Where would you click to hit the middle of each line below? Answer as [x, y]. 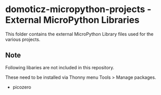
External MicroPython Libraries [72, 20]
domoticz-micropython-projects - [78, 9]
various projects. [23, 39]
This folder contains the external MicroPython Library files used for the [79, 34]
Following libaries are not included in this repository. [60, 67]
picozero [22, 87]
